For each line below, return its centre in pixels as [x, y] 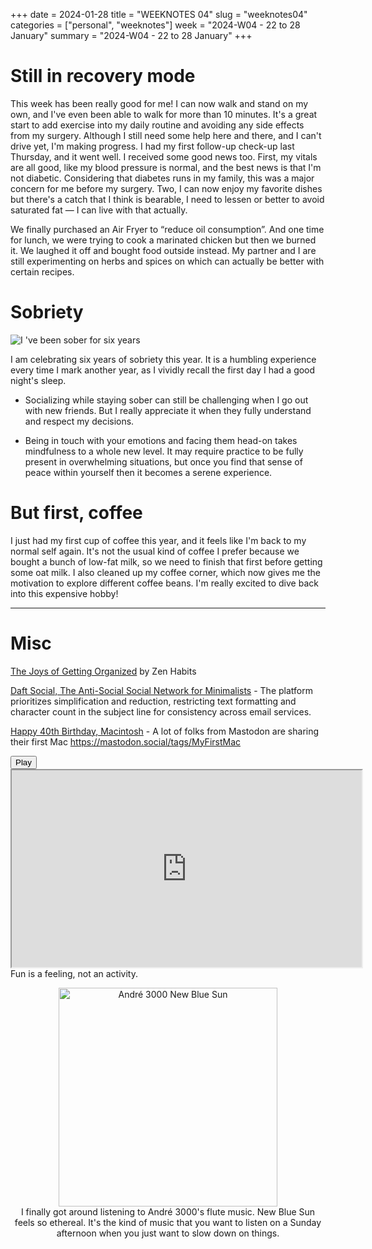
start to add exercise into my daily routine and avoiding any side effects [157, 125]
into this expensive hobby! [64, 593]
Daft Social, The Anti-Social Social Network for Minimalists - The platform [161, 690]
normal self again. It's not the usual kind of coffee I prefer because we [155, 551]
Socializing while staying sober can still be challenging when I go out [166, 400]
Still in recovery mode [103, 76]
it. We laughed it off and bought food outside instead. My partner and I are [163, 250]
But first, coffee [76, 513]
